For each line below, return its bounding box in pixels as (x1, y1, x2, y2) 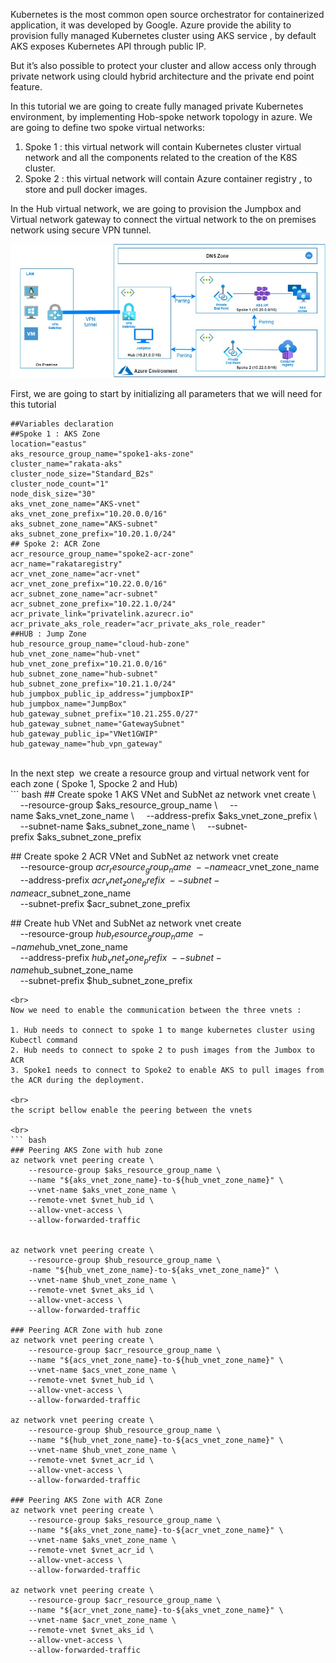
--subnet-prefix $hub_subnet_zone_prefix (19, 975, 193, 987)
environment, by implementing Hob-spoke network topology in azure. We (10, 111, 313, 123)
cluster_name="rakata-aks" (10, 459, 123, 469)
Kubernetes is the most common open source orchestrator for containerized (10, 9, 325, 20)
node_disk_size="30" (10, 489, 97, 499)
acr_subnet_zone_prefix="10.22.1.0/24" (10, 599, 177, 609)
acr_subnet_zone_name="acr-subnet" (10, 589, 159, 599)
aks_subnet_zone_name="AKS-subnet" (10, 519, 159, 529)
